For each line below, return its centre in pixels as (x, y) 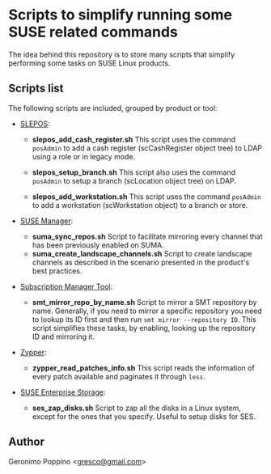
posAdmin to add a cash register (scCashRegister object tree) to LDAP (147, 148)
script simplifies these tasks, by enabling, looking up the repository (144, 328)
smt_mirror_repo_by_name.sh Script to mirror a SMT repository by (144, 302)
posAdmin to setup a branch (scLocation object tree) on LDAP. (134, 180)
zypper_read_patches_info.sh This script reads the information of (143, 368)
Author (26, 442)
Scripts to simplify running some (121, 15)
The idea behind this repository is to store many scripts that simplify (122, 54)
